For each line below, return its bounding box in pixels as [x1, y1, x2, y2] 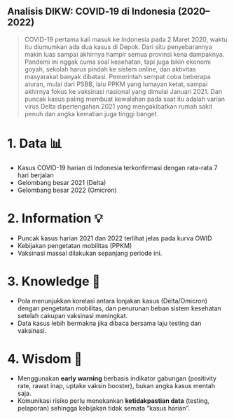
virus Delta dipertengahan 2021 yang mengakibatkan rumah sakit [24, 102, 213, 111]
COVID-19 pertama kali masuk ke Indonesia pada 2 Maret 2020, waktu [24, 35, 228, 43]
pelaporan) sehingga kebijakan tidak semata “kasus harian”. [17, 404, 191, 412]
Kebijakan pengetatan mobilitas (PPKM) [17, 241, 132, 249]
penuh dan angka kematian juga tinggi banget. [24, 109, 159, 118]
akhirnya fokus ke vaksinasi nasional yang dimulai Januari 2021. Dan [24, 87, 223, 95]
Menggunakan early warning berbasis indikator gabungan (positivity [17, 374, 217, 383]
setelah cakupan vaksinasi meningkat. [17, 311, 128, 320]
